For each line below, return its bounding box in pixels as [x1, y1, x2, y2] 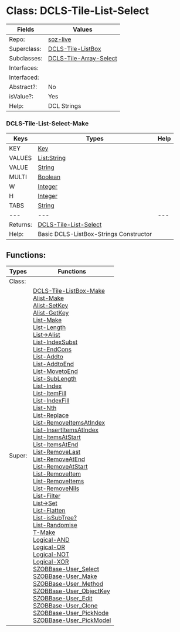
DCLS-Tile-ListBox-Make [33, 287, 106, 295]
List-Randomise [33, 521, 77, 529]
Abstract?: [9, 83, 38, 91]
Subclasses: [9, 54, 43, 62]
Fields [16, 25, 35, 33]
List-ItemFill [33, 390, 67, 398]
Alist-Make [33, 294, 64, 302]
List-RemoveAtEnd [33, 455, 86, 463]
